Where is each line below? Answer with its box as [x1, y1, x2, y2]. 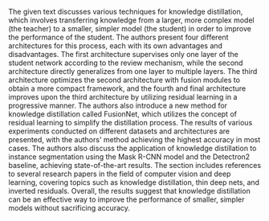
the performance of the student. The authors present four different [8, 32, 229, 42]
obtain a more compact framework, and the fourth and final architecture [8, 84, 247, 93]
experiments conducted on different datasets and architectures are [8, 126, 230, 136]
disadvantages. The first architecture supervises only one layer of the [8, 50, 239, 59]
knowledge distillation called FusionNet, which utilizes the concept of [8, 109, 237, 119]
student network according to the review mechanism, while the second [8, 58, 243, 68]
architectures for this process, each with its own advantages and [8, 41, 223, 51]
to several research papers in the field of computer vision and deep [8, 169, 231, 178]
